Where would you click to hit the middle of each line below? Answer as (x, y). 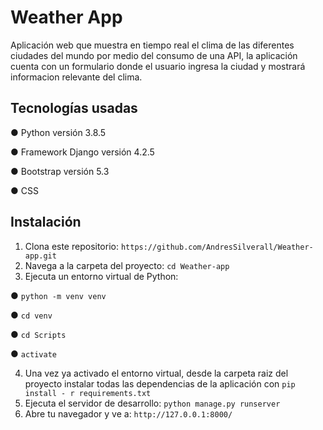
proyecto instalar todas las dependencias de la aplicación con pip (160, 383)
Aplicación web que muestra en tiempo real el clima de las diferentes (152, 45)
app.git (40, 256)
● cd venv (31, 315)
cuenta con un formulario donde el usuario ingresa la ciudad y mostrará (158, 66)
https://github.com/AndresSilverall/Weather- (217, 247)
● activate (34, 353)
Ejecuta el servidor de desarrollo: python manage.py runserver (152, 403)
